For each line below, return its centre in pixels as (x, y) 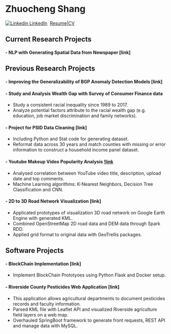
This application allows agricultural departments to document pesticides (89, 298)
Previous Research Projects (50, 69)
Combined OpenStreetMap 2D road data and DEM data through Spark (86, 224)
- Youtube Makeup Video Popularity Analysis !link (59, 161)
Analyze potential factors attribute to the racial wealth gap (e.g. (79, 110)
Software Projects (35, 250)
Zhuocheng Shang (46, 9)
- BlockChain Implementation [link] (43, 264)
